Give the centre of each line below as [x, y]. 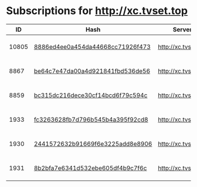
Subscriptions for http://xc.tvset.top [97, 11]
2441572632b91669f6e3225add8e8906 [93, 143]
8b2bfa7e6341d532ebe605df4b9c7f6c [90, 168]
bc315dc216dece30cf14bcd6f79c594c [91, 95]
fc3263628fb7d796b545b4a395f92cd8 [91, 119]
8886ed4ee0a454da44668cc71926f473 [92, 46]
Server [182, 29]
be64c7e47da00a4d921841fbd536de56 [92, 71]
